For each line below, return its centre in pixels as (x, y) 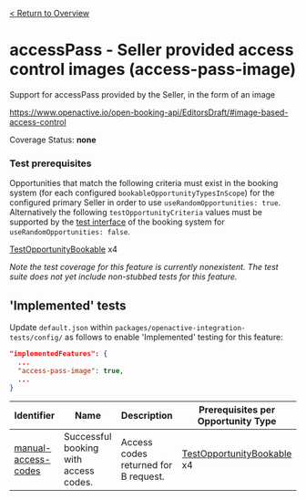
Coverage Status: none (53, 140)
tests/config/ (36, 338)
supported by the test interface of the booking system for (117, 222)
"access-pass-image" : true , (71, 370)
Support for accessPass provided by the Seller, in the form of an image (143, 94)
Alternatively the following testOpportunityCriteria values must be (136, 213)
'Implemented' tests (68, 305)
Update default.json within (61, 328)
